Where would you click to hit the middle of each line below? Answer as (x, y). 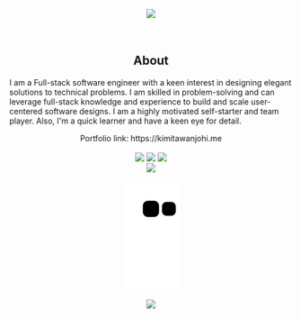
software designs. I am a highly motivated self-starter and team (162, 111)
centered (26, 111)
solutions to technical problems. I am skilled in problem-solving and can (142, 92)
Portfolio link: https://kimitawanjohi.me (151, 138)
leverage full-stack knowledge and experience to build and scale (129, 101)
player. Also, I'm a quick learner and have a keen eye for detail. (126, 121)
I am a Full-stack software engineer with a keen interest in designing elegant (150, 82)
